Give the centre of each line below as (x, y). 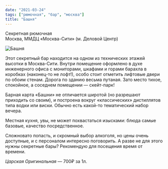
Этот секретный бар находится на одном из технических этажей (75, 58)
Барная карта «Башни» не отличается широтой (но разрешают (73, 95)
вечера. (14, 111)
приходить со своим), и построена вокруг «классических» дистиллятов (83, 100)
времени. (16, 152)
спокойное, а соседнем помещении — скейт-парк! (60, 85)
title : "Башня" (21, 19)
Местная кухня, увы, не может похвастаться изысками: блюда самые (81, 121)
